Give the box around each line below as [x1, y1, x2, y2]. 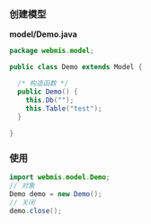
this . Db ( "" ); [25, 95, 75, 104]
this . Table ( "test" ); [25, 103, 102, 113]
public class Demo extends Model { [9, 63, 143, 72]
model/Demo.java [9, 29, 78, 40]
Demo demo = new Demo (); [9, 190, 102, 199]
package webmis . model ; [9, 47, 94, 56]
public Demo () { [17, 87, 78, 96]
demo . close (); [9, 206, 63, 215]
